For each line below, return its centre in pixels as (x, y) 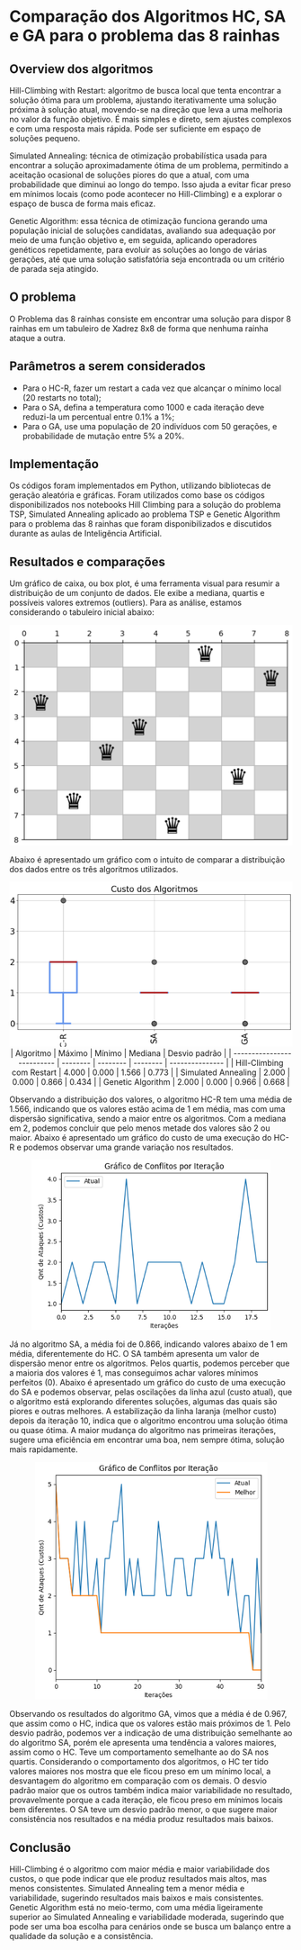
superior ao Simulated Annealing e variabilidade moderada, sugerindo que (147, 1917)
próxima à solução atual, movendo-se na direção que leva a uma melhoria (146, 109)
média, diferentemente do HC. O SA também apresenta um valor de (134, 1354)
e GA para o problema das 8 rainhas (145, 36)
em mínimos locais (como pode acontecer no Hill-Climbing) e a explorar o (146, 194)
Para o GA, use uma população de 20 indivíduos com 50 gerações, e (150, 426)
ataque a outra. (37, 338)
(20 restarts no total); (62, 397)
